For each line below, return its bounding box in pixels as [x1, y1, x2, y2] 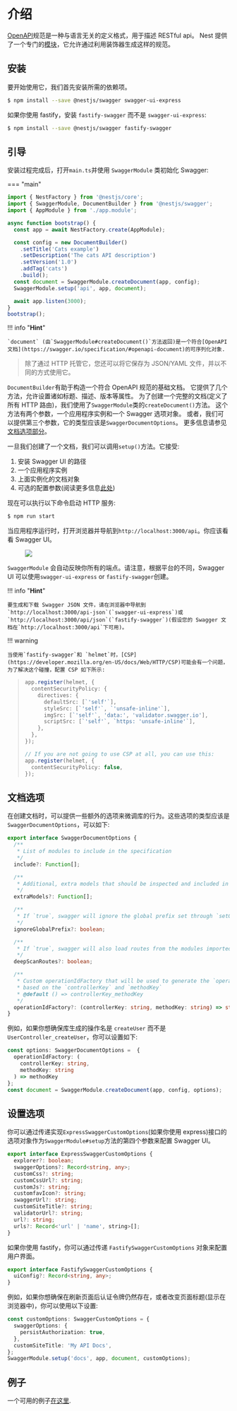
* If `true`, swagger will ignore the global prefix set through [16, 912, 213, 919]
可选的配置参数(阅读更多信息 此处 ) [17, 484, 116, 492]
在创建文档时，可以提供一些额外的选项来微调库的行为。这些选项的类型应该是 [7, 811, 230, 820]
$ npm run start [7, 513, 55, 520]
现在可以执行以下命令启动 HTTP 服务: [7, 499, 116, 507]
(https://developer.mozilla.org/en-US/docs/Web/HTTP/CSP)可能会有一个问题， [7, 659, 229, 666]
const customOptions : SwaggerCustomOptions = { [7, 1316, 150, 1323]
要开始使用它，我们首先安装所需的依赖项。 [7, 83, 131, 91]
